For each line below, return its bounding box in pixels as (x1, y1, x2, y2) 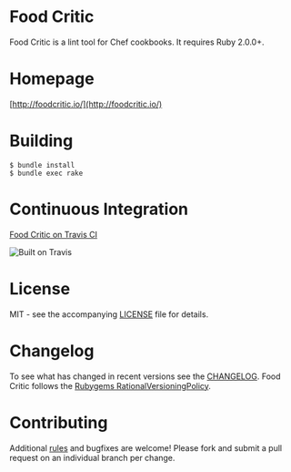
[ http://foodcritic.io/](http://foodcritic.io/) (9, 98, 163, 109)
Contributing (9, 412, 108, 433)
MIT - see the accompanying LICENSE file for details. (9, 308, 209, 320)
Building (9, 130, 74, 151)
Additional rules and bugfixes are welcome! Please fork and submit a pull (9, 442, 283, 453)
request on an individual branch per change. (9, 452, 176, 463)
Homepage (9, 68, 95, 89)
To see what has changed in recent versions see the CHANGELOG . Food (9, 371, 281, 382)
